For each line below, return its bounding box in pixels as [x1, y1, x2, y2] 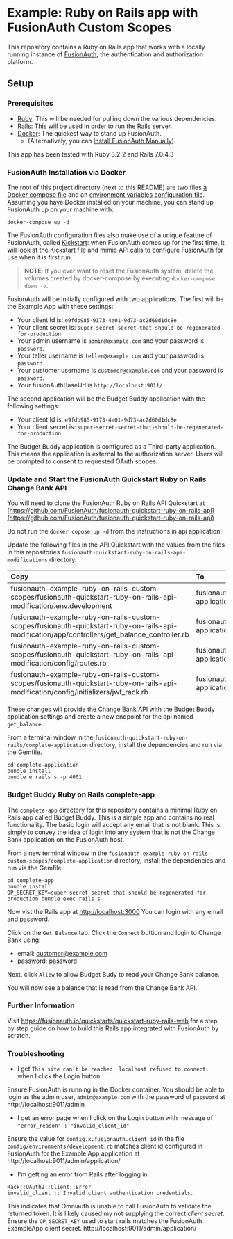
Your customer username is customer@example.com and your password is [17, 366, 223, 374]
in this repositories [7, 548, 60, 557]
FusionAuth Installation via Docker [7, 167, 126, 177]
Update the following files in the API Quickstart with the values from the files [7, 541, 225, 549]
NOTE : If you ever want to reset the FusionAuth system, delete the [24, 266, 214, 275]
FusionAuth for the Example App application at [7, 1149, 140, 1158]
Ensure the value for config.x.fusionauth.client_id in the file [7, 1135, 185, 1143]
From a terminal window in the [7, 733, 94, 742]
